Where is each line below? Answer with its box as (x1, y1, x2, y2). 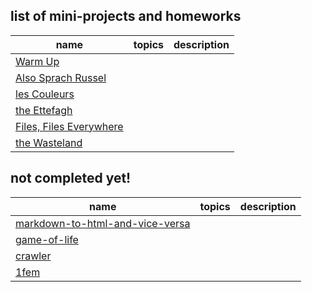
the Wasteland (15, 135, 83, 149)
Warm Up (15, 54, 60, 68)
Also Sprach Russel (15, 70, 107, 84)
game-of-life (15, 232, 79, 246)
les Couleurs (15, 87, 75, 101)
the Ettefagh (15, 103, 73, 117)
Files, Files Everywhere (15, 119, 124, 133)
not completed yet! (10, 170, 132, 187)
